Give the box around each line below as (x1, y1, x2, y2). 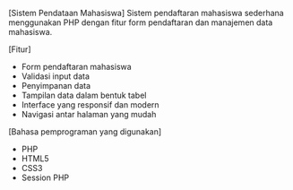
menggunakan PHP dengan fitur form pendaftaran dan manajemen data (8, 17, 273, 28)
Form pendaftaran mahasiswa (21, 62, 132, 72)
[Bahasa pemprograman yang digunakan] (8, 126, 162, 137)
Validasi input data (21, 71, 90, 82)
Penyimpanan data (21, 81, 91, 91)
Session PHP (21, 172, 70, 183)
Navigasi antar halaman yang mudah (21, 109, 157, 119)
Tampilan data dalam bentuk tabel (21, 90, 147, 100)
